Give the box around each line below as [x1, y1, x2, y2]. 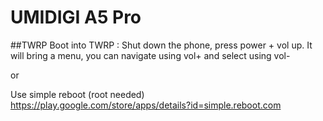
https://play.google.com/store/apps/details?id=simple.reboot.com [10, 99, 282, 111]
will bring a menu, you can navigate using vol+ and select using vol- [10, 49, 291, 61]
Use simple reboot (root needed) [10, 88, 145, 100]
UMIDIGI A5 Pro [10, 6, 142, 29]
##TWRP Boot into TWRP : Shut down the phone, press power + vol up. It [10, 39, 313, 51]
